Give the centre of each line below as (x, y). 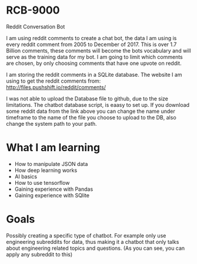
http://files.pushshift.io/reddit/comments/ (56, 87)
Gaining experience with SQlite (52, 195)
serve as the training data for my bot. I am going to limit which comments (95, 57)
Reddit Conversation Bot (36, 27)
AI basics (26, 176)
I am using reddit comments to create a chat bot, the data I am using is (91, 38)
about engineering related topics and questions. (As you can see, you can (96, 248)
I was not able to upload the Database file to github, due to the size (87, 99)
